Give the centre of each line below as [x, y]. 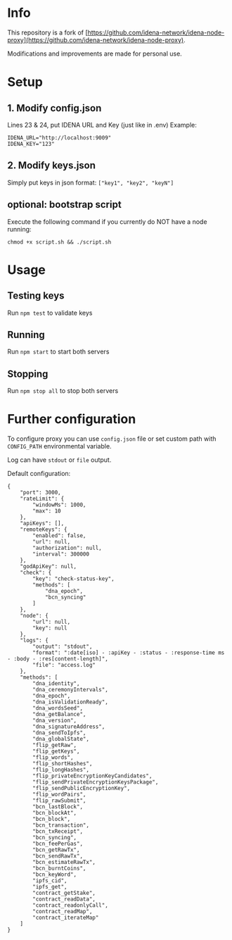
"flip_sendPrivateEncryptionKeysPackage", [96, 782]
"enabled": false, [59, 536]
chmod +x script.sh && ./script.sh [59, 242]
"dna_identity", [56, 684]
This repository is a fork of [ [47, 32]
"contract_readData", [64, 899]
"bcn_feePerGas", [58, 844]
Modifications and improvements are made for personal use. [95, 54]
